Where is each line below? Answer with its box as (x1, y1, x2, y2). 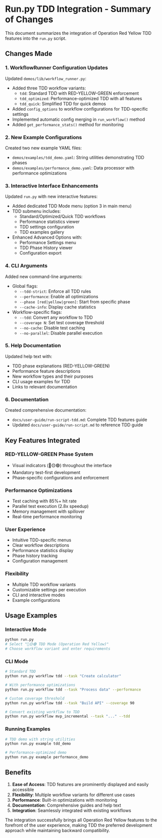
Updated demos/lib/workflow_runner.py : (5, 75, 87, 82)
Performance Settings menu (19, 240, 77, 246)
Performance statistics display (12, 548, 73, 554)
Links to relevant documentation (12, 384, 77, 390)
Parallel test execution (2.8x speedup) (12, 503, 89, 509)
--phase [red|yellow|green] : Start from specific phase (19, 299, 131, 305)
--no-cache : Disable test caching (19, 325, 85, 331)
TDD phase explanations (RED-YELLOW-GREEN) (12, 363, 110, 369)
